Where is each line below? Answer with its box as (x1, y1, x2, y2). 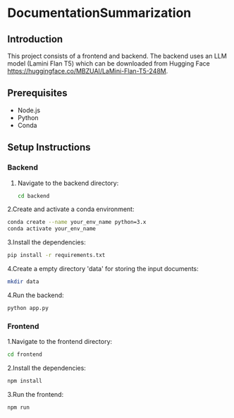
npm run (7, 404, 30, 411)
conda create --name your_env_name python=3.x (7, 219, 147, 226)
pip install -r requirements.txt (7, 252, 106, 259)
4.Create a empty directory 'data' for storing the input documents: (7, 265, 199, 273)
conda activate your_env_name (7, 225, 97, 232)
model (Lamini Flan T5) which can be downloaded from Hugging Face (7, 59, 210, 68)
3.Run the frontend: (7, 390, 64, 398)
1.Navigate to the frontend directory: (7, 338, 113, 346)
